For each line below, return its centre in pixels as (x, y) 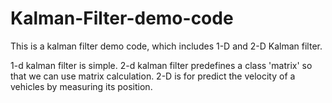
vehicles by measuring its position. (81, 86)
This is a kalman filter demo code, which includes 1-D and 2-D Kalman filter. (166, 46)
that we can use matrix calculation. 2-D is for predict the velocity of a (153, 76)
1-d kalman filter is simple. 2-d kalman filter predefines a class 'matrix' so (161, 65)
